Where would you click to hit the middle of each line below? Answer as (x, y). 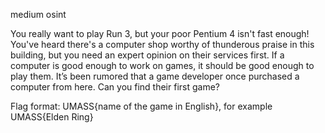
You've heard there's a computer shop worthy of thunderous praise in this (162, 44)
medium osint (38, 14)
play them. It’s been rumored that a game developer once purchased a (155, 76)
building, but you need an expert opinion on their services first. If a (147, 55)
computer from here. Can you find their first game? (115, 87)
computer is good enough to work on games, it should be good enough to (162, 65)
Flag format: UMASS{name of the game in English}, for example (141, 106)
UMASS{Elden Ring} (52, 117)
